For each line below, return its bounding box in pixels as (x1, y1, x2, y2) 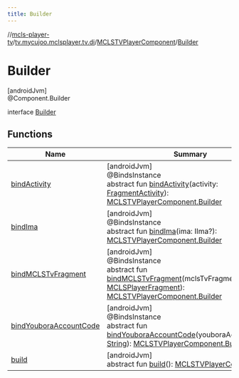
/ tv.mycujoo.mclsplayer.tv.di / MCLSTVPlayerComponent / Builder (12, 37, 199, 46)
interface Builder (7, 108, 56, 116)
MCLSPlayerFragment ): (106, 282, 185, 292)
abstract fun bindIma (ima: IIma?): (106, 226, 218, 236)
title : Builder (7, 10, 53, 18)
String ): (106, 339, 132, 349)
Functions (7, 128, 53, 140)
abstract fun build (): (106, 359, 174, 369)
